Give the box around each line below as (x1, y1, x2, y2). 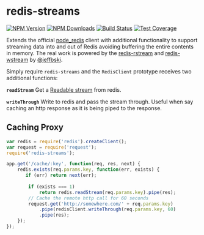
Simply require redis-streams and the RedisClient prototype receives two (6, 67, 192, 75)
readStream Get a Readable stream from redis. (6, 86, 122, 93)
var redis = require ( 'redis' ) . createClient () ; (6, 138, 127, 144)
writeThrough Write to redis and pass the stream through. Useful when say (6, 98, 194, 105)
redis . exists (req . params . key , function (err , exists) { (17, 166, 160, 173)
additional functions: (6, 74, 58, 81)
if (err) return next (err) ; (25, 173, 97, 179)
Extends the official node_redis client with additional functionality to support (6, 36, 198, 43)
